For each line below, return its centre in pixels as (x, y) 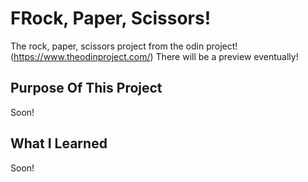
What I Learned (59, 143)
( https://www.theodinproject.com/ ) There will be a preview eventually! (154, 56)
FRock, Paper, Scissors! (111, 18)
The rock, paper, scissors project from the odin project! (124, 46)
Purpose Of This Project (86, 88)
